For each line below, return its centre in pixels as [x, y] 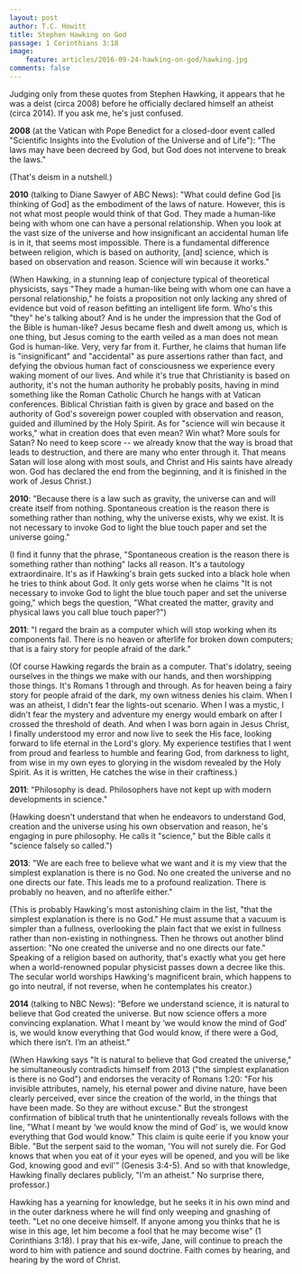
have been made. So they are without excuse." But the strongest [128, 1108]
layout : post [34, 18]
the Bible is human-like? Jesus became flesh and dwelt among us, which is [149, 327]
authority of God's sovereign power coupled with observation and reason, [146, 413]
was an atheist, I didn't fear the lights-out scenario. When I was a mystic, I [146, 704]
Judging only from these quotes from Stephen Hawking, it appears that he [147, 94]
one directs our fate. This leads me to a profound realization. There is [138, 882]
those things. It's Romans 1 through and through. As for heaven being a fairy [151, 685]
